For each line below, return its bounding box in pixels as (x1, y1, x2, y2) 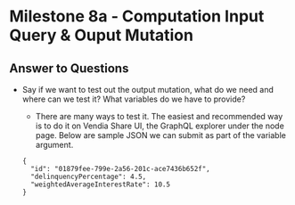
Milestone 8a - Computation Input (9, 6, 265, 27)
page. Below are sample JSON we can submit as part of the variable (35, 130, 287, 140)
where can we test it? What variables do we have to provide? (21, 94, 246, 104)
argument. (35, 140, 74, 150)
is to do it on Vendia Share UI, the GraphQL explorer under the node (35, 120, 285, 131)
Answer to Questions (9, 61, 129, 76)
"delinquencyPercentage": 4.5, (30, 172, 147, 181)
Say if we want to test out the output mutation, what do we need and (21, 85, 275, 94)
